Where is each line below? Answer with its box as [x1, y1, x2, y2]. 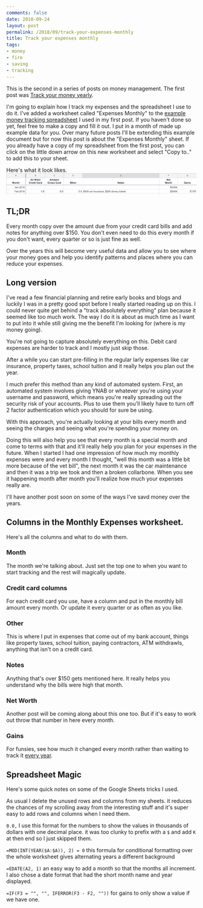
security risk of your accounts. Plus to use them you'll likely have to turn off [6, 400, 195, 407]
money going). [6, 326, 42, 333]
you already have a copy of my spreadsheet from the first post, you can [6, 141, 185, 149]
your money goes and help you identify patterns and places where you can [6, 254, 193, 261]
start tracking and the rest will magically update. [6, 568, 126, 576]
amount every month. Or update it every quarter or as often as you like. [6, 604, 183, 611]
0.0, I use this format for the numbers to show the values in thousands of [6, 822, 189, 829]
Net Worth [6, 696, 37, 705]
